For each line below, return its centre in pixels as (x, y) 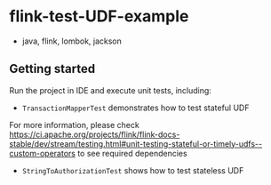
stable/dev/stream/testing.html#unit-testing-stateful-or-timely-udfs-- (136, 143)
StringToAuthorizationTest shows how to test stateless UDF (133, 170)
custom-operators (42, 153)
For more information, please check (74, 125)
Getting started (52, 69)
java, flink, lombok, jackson (72, 41)
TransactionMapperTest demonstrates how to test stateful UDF (135, 108)
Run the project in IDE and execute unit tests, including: (110, 90)
